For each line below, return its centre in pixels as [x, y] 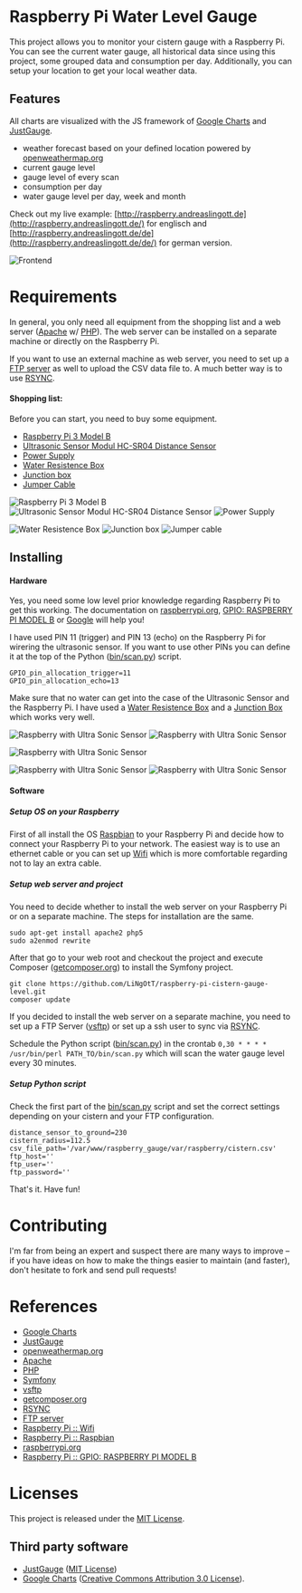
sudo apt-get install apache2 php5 [76, 933]
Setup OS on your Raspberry [64, 811]
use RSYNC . [33, 378]
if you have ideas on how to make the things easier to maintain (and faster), [150, 1260]
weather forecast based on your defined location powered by [137, 148]
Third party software [69, 1547]
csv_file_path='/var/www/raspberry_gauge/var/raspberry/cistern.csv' [143, 1148]
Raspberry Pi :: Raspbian [68, 1437]
